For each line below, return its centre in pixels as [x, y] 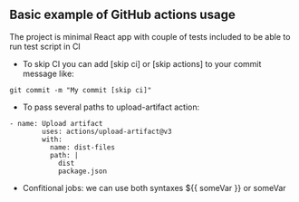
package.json [82, 171]
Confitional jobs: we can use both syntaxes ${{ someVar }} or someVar [154, 188]
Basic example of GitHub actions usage [122, 15]
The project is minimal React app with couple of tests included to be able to [150, 36]
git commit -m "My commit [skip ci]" [81, 90]
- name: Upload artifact [56, 123]
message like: [48, 73]
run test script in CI [45, 46]
